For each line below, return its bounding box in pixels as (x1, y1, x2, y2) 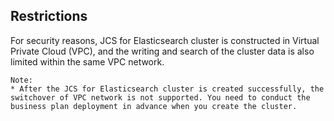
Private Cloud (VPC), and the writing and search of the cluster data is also (10, 45, 315, 57)
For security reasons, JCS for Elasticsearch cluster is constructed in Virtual (10, 34, 320, 46)
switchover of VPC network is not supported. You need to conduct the (10, 92, 311, 103)
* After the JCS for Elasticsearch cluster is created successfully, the (10, 84, 325, 94)
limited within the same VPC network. (10, 55, 165, 68)
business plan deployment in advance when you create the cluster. (10, 101, 298, 111)
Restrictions (10, 8, 88, 25)
